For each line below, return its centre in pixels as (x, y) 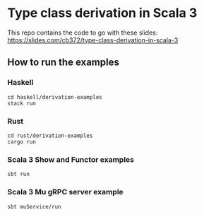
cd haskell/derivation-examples (55, 97)
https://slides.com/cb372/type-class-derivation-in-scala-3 (93, 40)
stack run (22, 103)
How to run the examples (64, 63)
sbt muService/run (34, 206)
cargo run (22, 142)
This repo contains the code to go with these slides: (83, 33)
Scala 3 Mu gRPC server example (65, 192)
